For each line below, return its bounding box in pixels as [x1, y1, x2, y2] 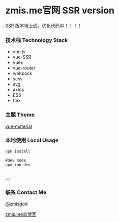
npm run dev [5, 162, 31, 167]
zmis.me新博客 [5, 211, 37, 217]
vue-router [12, 65, 36, 71]
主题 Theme [5, 111, 35, 118]
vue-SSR [12, 54, 32, 60]
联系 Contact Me [5, 189, 47, 196]
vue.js [12, 49, 25, 55]
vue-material [5, 123, 32, 129]
